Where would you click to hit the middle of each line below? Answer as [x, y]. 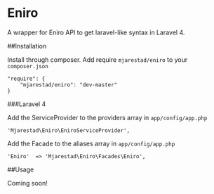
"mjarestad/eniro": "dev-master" [69, 85]
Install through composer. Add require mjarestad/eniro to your [98, 59]
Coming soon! [27, 183]
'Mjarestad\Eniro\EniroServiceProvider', [69, 130]
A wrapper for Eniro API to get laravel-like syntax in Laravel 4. [96, 32]
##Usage [21, 169]
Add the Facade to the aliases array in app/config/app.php [91, 143]
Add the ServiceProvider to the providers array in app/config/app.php [107, 117]
